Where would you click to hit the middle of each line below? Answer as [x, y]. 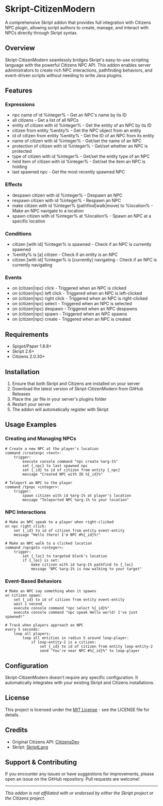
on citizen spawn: [24, 595]
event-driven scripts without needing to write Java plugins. [64, 75]
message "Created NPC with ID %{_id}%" [63, 474]
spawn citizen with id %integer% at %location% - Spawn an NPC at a [81, 216]
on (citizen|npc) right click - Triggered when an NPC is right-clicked [80, 298]
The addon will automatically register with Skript [60, 409]
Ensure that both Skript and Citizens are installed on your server [76, 384]
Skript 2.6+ [23, 351]
